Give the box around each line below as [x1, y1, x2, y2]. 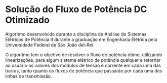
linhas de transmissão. [5, 73, 52, 79]
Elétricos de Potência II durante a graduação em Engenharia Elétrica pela [5, 36, 157, 43]
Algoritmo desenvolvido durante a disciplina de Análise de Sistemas [5, 31, 147, 37]
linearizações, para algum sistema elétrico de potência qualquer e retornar [5, 57, 161, 63]
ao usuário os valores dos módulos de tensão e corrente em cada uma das [5, 62, 161, 68]
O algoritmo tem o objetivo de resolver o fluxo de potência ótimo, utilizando [5, 52, 162, 58]
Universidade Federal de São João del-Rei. [5, 41, 95, 48]
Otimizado [5, 14, 50, 26]
